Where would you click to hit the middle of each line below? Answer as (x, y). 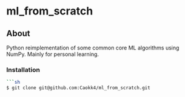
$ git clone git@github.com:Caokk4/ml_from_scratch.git (78, 88)
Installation (23, 69)
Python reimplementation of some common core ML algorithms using (93, 48)
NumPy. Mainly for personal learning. (52, 54)
